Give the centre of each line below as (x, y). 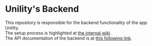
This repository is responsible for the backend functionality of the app (76, 23)
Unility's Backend (42, 9)
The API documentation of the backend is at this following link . (69, 38)
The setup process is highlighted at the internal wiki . (58, 33)
